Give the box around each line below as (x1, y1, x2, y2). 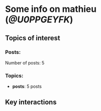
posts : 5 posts (12, 83, 42, 90)
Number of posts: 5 (5, 59, 45, 65)
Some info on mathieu (5, 3, 97, 15)
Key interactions (5, 98, 57, 106)
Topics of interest (5, 34, 61, 42)
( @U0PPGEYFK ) (5, 14, 73, 25)
